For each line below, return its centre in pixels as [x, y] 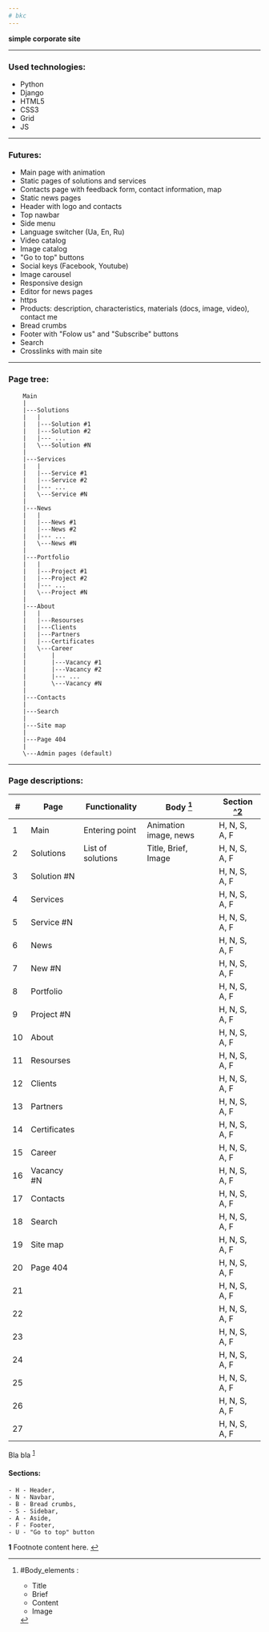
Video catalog [43, 240]
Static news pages [50, 198]
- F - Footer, [32, 1525]
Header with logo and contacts [71, 207]
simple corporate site [44, 38]
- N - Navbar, [32, 1497]
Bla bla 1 [22, 1454]
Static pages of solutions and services [83, 181]
